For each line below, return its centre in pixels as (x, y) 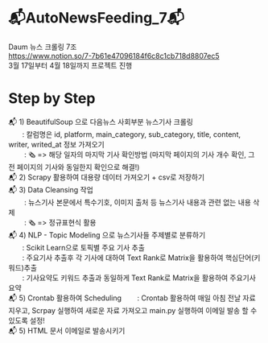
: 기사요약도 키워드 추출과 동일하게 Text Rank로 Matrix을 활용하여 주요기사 (139, 278)
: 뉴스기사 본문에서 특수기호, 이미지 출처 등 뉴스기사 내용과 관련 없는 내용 (138, 202)
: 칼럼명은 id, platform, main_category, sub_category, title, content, (132, 134)
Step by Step (52, 99)
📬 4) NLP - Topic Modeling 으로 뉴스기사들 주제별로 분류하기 (107, 235)
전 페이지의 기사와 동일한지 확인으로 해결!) (74, 167)
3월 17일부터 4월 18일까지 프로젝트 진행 (70, 65)
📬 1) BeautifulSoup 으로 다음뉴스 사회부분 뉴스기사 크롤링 (101, 122)
